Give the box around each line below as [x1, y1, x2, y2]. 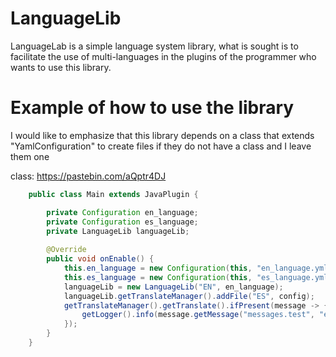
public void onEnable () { [46, 254, 155, 264]
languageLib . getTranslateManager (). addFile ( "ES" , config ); [63, 291, 315, 301]
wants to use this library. [10, 61, 112, 73]
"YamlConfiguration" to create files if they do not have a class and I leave [10, 140, 312, 152]
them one [10, 150, 50, 162]
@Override [46, 245, 87, 255]
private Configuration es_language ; [46, 217, 199, 227]
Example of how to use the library [10, 97, 295, 119]
